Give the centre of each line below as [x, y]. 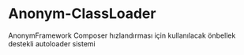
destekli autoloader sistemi [52, 43]
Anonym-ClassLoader [82, 14]
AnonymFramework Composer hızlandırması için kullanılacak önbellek [122, 35]
